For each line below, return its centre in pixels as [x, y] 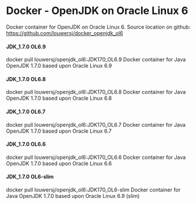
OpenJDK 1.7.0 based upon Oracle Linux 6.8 [59, 98]
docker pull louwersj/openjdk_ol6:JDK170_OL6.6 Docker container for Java [96, 157]
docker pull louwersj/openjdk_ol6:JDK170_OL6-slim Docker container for [93, 190]
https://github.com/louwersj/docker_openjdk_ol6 [65, 33]
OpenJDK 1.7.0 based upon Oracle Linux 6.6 [59, 163]
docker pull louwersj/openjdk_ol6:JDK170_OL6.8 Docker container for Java [96, 92]
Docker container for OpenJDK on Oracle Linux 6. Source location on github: [98, 27]
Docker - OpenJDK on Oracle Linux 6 [97, 11]
